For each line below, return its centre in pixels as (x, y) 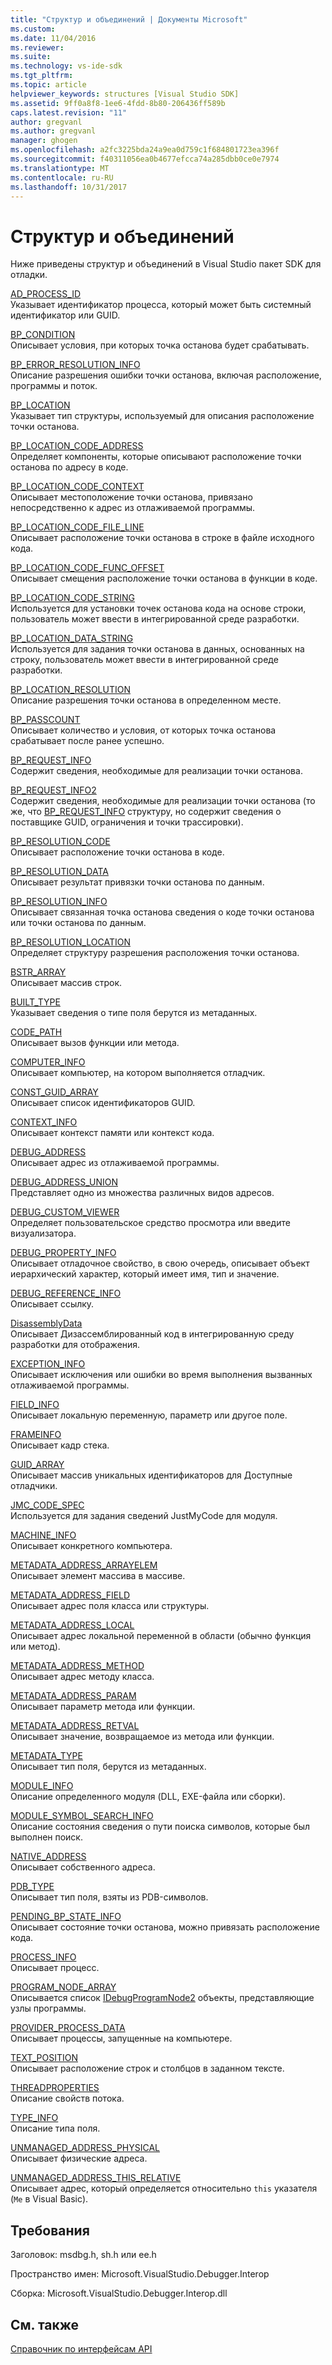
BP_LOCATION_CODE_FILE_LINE (77, 527)
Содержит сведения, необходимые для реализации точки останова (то (163, 801)
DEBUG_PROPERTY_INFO (63, 1253)
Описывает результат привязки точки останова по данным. (137, 882)
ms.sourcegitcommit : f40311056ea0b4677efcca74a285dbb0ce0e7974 (145, 159)
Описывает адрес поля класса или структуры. (110, 1606)
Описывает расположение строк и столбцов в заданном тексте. (147, 2068)
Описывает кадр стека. (60, 1445)
